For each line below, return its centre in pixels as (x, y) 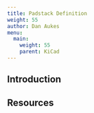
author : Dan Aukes (33, 26)
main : (21, 39)
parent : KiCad (39, 52)
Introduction (34, 79)
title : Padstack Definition (47, 13)
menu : (15, 33)
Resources (31, 102)
